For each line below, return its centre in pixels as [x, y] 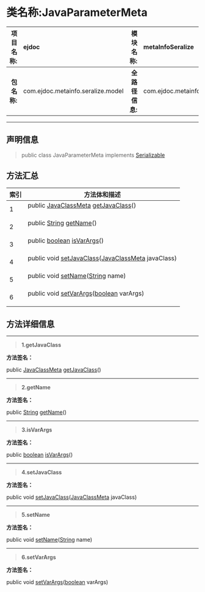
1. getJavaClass [41, 345]
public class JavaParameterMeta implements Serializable [93, 155]
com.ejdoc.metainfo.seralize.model [74, 91]
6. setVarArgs [38, 557]
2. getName [36, 388]
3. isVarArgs [37, 430]
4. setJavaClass [41, 473]
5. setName [36, 515]
